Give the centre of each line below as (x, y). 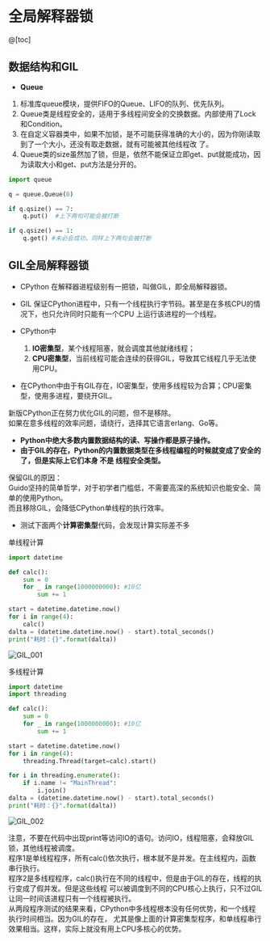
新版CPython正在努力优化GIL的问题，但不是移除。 (92, 412)
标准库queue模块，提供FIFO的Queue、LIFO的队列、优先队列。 (124, 103)
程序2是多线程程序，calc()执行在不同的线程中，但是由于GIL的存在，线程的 (132, 878)
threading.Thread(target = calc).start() (90, 761)
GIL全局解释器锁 (49, 266)
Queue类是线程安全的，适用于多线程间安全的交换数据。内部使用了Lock (138, 113)
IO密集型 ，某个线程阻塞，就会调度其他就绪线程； (114, 348)
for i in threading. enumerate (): (64, 776)
